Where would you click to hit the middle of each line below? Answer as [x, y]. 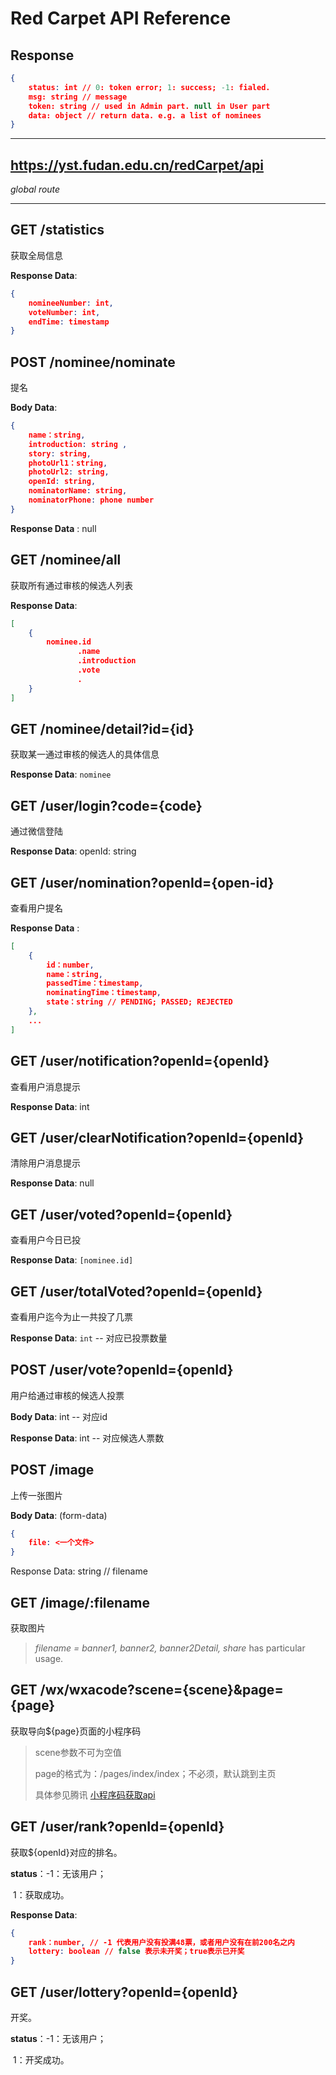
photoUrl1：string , [68, 463]
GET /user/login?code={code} [106, 805]
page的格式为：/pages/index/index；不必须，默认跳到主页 [155, 1773]
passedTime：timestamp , [95, 983]
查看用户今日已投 [45, 1240]
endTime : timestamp [69, 322]
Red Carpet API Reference [121, 18]
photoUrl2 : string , [69, 472]
